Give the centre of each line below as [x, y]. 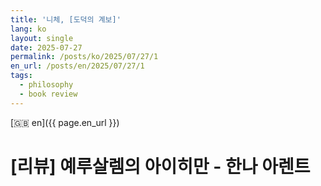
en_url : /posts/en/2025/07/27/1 [77, 66]
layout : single [42, 38]
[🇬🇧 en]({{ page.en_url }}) [65, 122]
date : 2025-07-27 [46, 47]
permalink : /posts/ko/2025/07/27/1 [84, 57]
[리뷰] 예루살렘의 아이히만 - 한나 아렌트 [160, 166]
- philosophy [46, 85]
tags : [21, 76]
